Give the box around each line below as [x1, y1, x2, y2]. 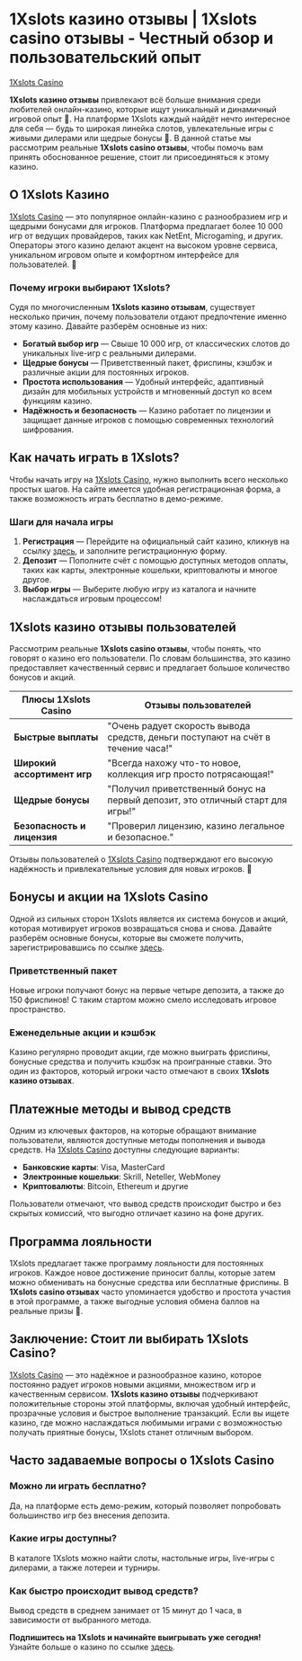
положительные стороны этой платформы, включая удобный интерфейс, [9, 1398, 291, 1408]
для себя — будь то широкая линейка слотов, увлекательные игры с [9, 122, 274, 134]
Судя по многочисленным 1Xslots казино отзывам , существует [9, 302, 256, 313]
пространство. [9, 1004, 66, 1015]
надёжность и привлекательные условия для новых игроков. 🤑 [9, 863, 253, 874]
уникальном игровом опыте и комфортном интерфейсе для [9, 249, 240, 260]
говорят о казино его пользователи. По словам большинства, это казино [9, 653, 291, 663]
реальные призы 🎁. [9, 1306, 84, 1316]
